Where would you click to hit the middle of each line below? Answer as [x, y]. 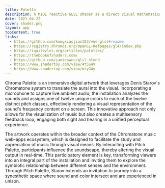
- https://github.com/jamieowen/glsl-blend [55, 60]
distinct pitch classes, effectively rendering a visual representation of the [79, 104]
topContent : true [23, 32]
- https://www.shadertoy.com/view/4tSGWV [53, 64]
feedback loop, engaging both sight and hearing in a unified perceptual [77, 119]
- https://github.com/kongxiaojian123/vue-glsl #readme [67, 42]
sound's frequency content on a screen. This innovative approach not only [81, 109]
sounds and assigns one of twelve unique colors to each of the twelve [76, 98]
